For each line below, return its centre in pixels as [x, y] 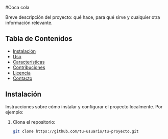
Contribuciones [29, 67]
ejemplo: [15, 112]
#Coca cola [17, 7]
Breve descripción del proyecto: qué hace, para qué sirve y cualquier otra [83, 17]
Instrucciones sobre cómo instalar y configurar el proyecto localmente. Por [84, 106]
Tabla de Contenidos [39, 39]
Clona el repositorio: [34, 122]
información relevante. [29, 23]
